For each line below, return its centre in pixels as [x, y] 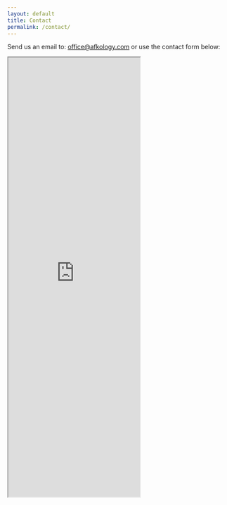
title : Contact [30, 20]
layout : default [31, 14]
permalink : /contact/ [39, 27]
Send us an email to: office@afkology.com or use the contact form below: [114, 47]
